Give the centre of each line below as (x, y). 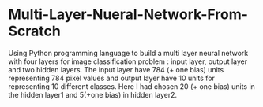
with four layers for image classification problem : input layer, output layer (128, 61)
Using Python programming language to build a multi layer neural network (128, 53)
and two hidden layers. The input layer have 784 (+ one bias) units (116, 69)
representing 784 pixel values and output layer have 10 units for (112, 78)
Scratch (34, 31)
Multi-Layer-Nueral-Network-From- (128, 15)
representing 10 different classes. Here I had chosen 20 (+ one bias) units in (131, 86)
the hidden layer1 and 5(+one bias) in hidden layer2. (93, 94)
